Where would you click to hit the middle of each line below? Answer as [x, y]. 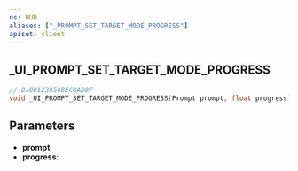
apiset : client [37, 34]
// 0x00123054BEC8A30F [51, 90]
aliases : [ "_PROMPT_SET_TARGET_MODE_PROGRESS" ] [99, 26]
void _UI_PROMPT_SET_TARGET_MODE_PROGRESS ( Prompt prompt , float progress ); [152, 98]
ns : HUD [24, 17]
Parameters [42, 126]
